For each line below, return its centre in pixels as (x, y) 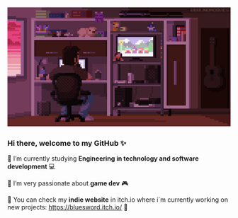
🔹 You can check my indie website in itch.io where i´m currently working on (118, 200)
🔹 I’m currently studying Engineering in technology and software (103, 159)
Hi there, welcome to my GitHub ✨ (67, 144)
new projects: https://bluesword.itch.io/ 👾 (68, 207)
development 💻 (31, 166)
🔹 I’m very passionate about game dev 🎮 (68, 183)
